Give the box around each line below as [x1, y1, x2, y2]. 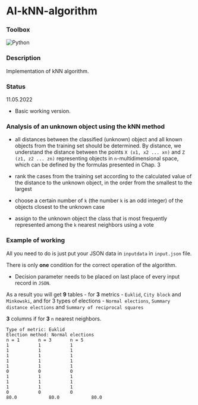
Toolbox [6, 26, 30, 34]
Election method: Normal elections [6, 332, 95, 338]
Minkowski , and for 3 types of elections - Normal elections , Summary [6, 297, 171, 304]
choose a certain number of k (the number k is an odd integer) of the [14, 197, 183, 204]
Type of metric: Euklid [6, 326, 65, 332]
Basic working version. [14, 107, 71, 115]
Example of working [6, 236, 65, 245]
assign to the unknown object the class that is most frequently [14, 215, 168, 222]
